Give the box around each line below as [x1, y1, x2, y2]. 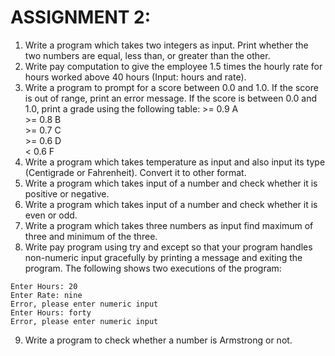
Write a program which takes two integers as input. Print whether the [24, 39, 309, 51]
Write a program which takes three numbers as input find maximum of [24, 219, 314, 231]
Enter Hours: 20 [10, 281, 78, 291]
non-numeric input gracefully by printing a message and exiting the [24, 251, 303, 263]
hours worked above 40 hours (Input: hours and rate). [24, 71, 247, 83]
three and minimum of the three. [24, 230, 158, 242]
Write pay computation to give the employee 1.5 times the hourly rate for [24, 60, 323, 72]
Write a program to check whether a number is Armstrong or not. [24, 334, 293, 346]
